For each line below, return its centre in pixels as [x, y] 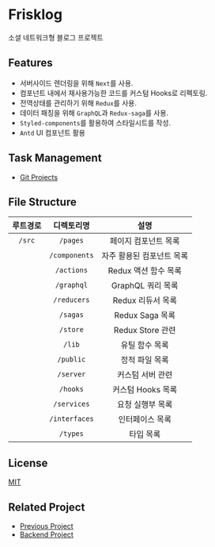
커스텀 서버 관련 [145, 375]
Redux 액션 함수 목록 [145, 271]
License [28, 463]
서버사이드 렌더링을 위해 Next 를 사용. [76, 83]
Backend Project [46, 534]
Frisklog [36, 15]
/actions [72, 270]
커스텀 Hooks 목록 [145, 390]
